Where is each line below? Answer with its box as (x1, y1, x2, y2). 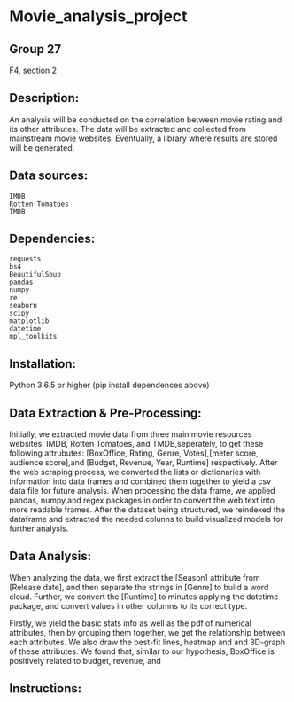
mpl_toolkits (9, 332, 58, 341)
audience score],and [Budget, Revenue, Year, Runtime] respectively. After (9, 457, 278, 468)
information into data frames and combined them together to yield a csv (9, 476, 272, 487)
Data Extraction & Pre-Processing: (9, 405, 202, 420)
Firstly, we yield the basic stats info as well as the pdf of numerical (9, 618, 252, 628)
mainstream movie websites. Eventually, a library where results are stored (9, 133, 278, 144)
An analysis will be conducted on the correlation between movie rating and (9, 113, 282, 125)
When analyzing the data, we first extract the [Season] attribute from (9, 572, 260, 582)
